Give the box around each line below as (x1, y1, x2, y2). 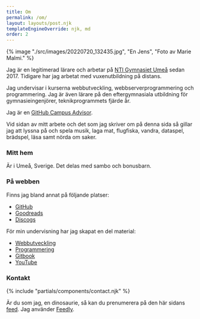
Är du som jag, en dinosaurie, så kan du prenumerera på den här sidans (6, 299, 185, 306)
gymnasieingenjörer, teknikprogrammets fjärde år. (6, 97, 132, 105)
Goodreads (15, 209, 44, 217)
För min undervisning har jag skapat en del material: (6, 228, 136, 235)
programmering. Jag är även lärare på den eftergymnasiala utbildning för (6, 91, 188, 98)
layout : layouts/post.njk (6, 20, 72, 26)
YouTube (15, 258, 38, 266)
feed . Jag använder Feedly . (6, 306, 75, 313)
